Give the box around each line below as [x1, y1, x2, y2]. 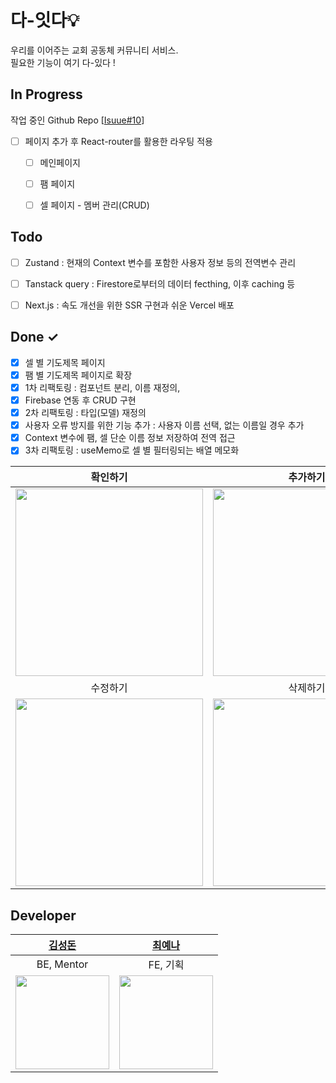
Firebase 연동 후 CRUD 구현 [24, 394, 137, 406]
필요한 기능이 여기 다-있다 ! [10, 56, 116, 68]
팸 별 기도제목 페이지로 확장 [24, 369, 133, 381]
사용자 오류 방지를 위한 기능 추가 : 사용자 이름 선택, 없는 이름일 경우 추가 [24, 419, 305, 431]
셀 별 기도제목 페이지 [24, 356, 106, 368]
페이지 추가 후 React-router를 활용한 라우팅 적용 [24, 135, 213, 147]
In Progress [10, 86, 83, 103]
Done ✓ [10, 329, 60, 346]
